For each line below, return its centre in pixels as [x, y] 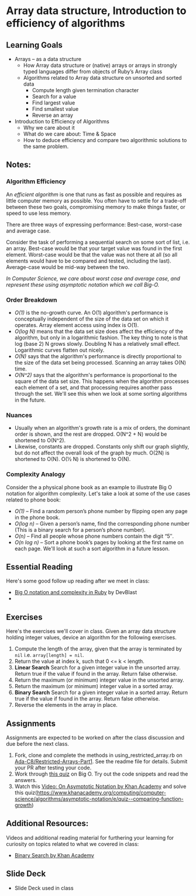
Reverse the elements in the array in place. [66, 705]
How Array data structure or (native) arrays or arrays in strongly [100, 65]
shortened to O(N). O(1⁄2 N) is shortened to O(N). [73, 459]
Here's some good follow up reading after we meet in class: [78, 581]
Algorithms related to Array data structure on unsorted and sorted [103, 78]
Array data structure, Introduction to [96, 11]
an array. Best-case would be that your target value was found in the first [94, 248]
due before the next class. [37, 744]
